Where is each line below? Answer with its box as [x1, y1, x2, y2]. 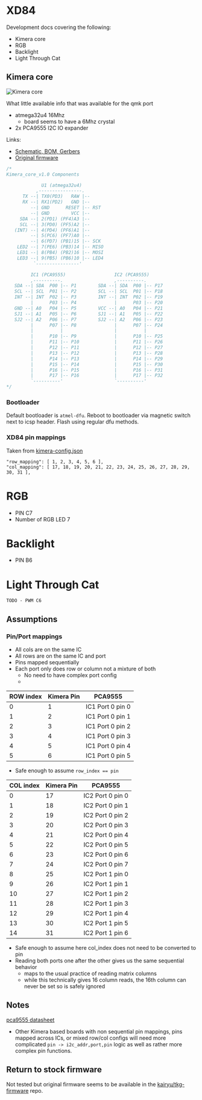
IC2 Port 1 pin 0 [83, 870, 128, 879]
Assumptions [6, 614, 58, 625]
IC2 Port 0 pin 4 [83, 831, 128, 839]
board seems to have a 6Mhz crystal [24, 118, 115, 125]
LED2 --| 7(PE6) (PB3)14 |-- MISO [17, 244, 104, 250]
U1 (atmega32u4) [41, 182, 83, 188]
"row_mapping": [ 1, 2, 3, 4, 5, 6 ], [6, 459, 104, 465]
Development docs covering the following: [6, 24, 112, 31]
